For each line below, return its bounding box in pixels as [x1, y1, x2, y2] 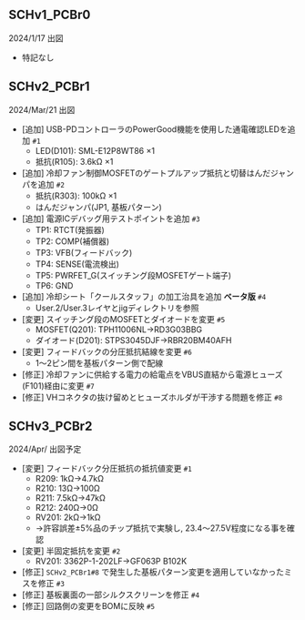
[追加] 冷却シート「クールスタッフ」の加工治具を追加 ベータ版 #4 [21, 290, 267, 301]
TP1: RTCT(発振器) [35, 224, 106, 235]
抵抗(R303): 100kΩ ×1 [35, 190, 117, 201]
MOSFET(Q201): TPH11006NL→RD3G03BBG [35, 323, 202, 335]
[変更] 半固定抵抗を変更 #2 [21, 545, 121, 556]
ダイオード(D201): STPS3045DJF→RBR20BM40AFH [35, 334, 232, 345]
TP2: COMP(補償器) [35, 236, 110, 247]
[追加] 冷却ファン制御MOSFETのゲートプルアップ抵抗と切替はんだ [21, 168, 270, 178]
